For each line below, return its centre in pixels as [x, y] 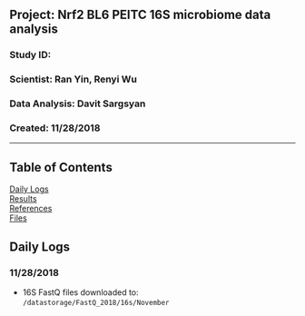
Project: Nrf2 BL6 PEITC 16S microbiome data [140, 15]
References [31, 209]
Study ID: [30, 55]
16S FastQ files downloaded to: [80, 292]
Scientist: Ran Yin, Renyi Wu [74, 79]
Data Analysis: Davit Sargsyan [78, 104]
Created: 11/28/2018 [55, 128]
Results [24, 199]
